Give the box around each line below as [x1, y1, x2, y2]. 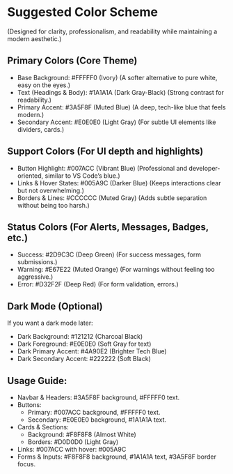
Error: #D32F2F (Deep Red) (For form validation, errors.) [17, 280, 179, 289]
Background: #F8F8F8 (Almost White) [27, 430, 137, 438]
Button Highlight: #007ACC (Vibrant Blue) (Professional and [17, 164, 188, 172]
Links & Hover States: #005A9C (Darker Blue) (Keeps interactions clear [17, 178, 221, 187]
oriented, [17, 171, 44, 180]
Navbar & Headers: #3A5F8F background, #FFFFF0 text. [17, 393, 180, 402]
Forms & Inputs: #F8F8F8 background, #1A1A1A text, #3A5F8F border [17, 452, 217, 461]
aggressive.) [17, 273, 54, 281]
